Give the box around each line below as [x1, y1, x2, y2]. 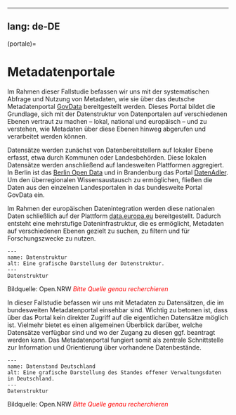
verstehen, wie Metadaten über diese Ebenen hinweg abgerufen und [7, 124, 206, 133]
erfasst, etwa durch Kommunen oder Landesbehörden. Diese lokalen [7, 153, 207, 162]
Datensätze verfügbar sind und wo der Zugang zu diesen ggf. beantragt [7, 328, 216, 336]
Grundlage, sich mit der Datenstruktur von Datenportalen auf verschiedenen [7, 110, 228, 118]
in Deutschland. [7, 375, 55, 382]
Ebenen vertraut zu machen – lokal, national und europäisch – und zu [7, 117, 207, 125]
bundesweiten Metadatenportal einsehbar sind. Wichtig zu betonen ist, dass [7, 305, 228, 314]
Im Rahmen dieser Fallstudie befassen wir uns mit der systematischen [7, 87, 209, 96]
